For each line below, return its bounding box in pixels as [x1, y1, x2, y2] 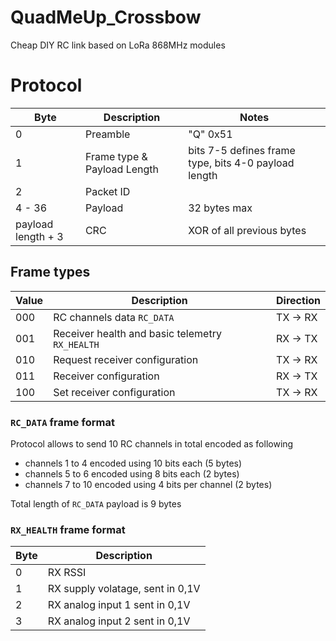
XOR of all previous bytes [188, 223, 307, 237]
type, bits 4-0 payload [188, 156, 295, 170]
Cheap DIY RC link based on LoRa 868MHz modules [10, 39, 226, 51]
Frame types [10, 264, 91, 281]
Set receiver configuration [53, 385, 176, 399]
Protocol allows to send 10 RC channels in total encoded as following [10, 437, 294, 450]
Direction [276, 293, 321, 307]
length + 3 [15, 229, 64, 243]
